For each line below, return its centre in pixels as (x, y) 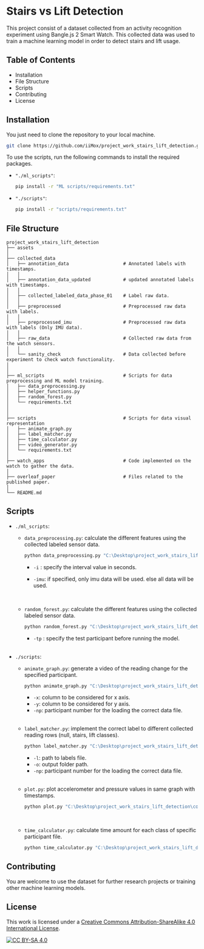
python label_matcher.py (56, 746)
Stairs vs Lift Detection (65, 11)
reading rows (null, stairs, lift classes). (72, 735)
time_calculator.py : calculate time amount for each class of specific (110, 830)
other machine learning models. (46, 888)
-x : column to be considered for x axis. (82, 698)
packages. (19, 164)
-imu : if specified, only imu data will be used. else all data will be (114, 579)
